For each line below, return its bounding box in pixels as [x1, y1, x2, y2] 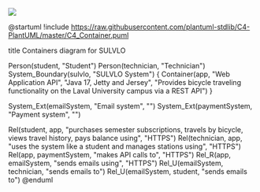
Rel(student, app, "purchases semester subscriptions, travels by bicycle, [8, 125, 243, 134]
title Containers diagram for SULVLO [8, 46, 126, 55]
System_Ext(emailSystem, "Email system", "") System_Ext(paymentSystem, [8, 102, 253, 110]
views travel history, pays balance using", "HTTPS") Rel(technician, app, [8, 134, 243, 142]
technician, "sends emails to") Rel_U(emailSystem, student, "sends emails [8, 167, 248, 176]
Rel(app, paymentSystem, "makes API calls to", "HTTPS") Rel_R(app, [8, 150, 231, 159]
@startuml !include [8, 22, 69, 31]
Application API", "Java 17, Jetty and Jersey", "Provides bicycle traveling [8, 78, 242, 87]
